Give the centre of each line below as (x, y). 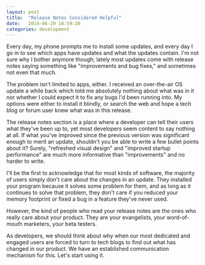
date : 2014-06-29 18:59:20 (43, 23)
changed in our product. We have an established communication (88, 249)
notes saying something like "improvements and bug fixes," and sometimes (101, 66)
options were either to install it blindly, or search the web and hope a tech (99, 104)
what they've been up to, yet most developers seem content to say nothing (101, 129)
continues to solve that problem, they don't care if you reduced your (92, 193)
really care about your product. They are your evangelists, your (86, 217)
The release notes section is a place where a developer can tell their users (100, 122)
